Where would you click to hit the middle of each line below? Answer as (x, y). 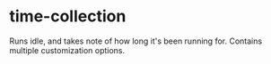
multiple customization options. (67, 50)
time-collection (68, 16)
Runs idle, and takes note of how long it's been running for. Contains (136, 41)
